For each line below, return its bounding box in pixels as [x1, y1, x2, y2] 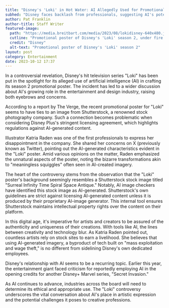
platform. [5, 209, 24, 215]
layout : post [5, 49, 33, 54]
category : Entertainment [5, 54, 57, 59]
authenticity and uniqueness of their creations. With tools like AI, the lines [5, 224, 157, 230]
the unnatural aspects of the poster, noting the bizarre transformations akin [5, 157, 161, 163]
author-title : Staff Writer [5, 21, 64, 27]
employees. [5, 251, 29, 257]
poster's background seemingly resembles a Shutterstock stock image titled [5, 177, 163, 183]
